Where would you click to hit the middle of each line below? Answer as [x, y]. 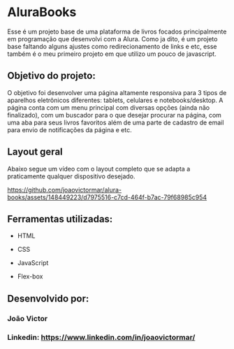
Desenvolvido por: [48, 298]
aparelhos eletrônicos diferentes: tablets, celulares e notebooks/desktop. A [115, 100]
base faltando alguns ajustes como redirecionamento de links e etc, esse [112, 46]
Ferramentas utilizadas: [60, 219]
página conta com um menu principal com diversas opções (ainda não [109, 107]
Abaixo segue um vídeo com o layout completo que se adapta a [99, 169]
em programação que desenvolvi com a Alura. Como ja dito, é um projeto [112, 38]
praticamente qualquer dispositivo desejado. [71, 176]
